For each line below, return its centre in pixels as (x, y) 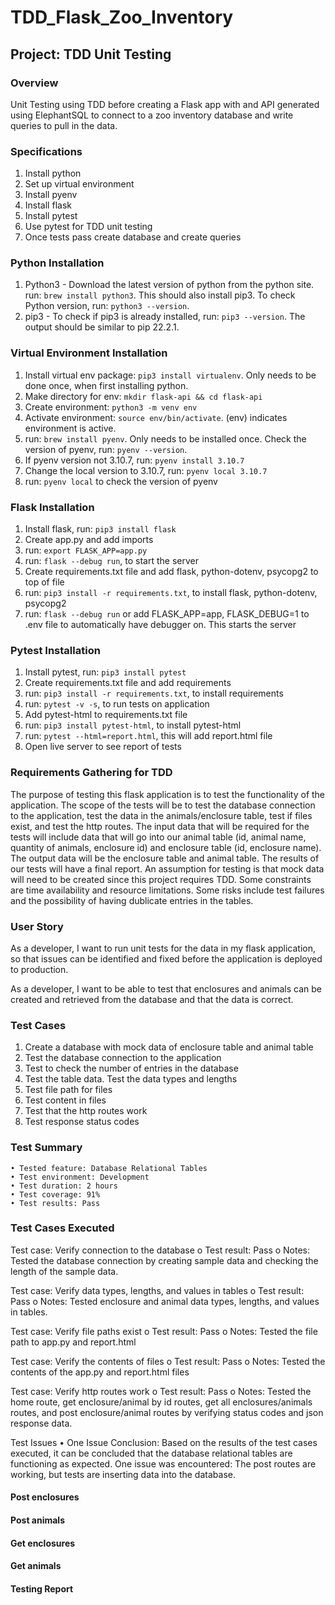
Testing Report (42, 1588)
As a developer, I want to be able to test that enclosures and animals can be (166, 988)
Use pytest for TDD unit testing (88, 227)
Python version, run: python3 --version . (107, 306)
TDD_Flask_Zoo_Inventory (122, 17)
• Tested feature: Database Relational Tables (109, 1168)
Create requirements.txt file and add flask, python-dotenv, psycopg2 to (171, 572)
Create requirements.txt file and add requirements (128, 683)
